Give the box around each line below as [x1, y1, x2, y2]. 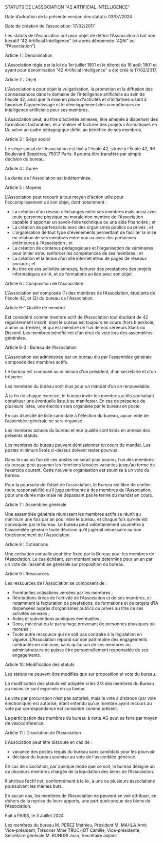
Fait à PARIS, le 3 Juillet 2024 [5, 813, 64, 819]
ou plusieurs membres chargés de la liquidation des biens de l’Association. [5, 769, 154, 775]
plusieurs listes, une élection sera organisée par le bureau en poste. [5, 403, 141, 409]
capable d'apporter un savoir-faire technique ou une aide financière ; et [12, 219, 156, 225]
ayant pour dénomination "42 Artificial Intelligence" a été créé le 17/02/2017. [5, 67, 157, 73]
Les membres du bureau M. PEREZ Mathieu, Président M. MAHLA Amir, [5, 822, 148, 828]
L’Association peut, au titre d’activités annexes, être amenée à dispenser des [5, 116, 158, 122]
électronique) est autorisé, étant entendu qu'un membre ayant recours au [5, 701, 152, 706]
